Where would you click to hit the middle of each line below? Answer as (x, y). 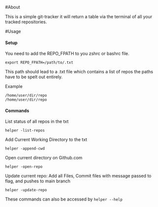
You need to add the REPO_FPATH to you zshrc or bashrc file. (67, 54)
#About (13, 7)
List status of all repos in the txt (37, 121)
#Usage (13, 31)
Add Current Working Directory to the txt (46, 140)
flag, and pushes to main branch (38, 181)
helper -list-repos (25, 131)
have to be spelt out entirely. (34, 77)
